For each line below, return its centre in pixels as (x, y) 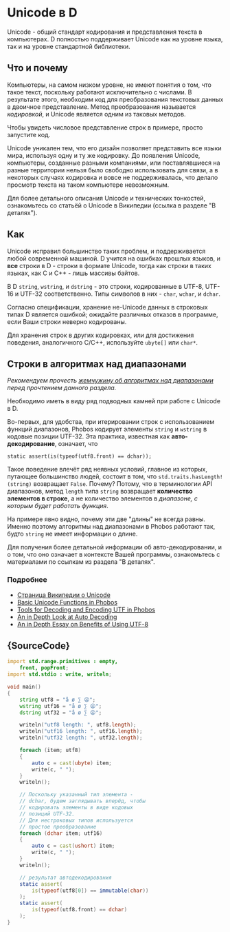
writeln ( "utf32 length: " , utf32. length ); (81, 738)
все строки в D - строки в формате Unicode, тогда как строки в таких (109, 265)
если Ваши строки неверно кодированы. (67, 321)
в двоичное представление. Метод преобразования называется (102, 107)
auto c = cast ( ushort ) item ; (73, 846)
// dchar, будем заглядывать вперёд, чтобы (83, 801)
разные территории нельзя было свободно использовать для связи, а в (113, 170)
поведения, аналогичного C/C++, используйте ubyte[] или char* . (102, 342)
